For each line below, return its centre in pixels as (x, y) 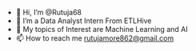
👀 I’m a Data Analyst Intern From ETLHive (84, 21)
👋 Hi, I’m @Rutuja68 (49, 12)
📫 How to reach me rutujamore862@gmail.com (95, 38)
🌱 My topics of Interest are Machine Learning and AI (102, 29)
